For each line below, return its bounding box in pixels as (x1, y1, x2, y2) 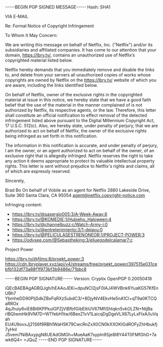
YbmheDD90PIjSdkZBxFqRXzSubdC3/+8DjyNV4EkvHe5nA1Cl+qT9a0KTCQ (5, 295, 157, 301)
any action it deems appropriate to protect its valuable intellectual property (5, 158, 155, 164)
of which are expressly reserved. (5, 168, 71, 174)
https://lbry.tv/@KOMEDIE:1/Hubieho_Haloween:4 (12, 217, 112, 222)
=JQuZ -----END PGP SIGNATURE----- (23, 337, 102, 343)
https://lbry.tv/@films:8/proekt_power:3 (5, 256, 84, 262)
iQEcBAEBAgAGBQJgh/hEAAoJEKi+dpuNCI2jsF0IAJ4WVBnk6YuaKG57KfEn (5, 285, 159, 291)
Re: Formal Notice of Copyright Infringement (5, 23, 94, 29)
